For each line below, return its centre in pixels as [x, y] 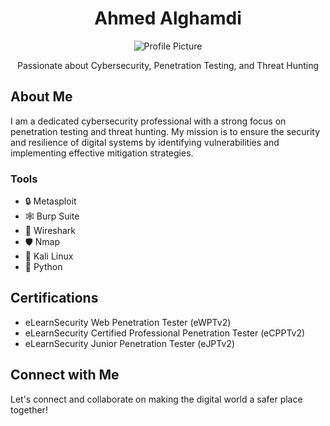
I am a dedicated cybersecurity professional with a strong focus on [148, 121]
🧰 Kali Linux [49, 256]
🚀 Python [43, 267]
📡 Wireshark [50, 231]
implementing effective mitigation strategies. [102, 153]
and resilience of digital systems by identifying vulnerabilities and [145, 142]
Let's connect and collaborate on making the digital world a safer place [156, 399]
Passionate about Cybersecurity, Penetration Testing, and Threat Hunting [168, 65]
